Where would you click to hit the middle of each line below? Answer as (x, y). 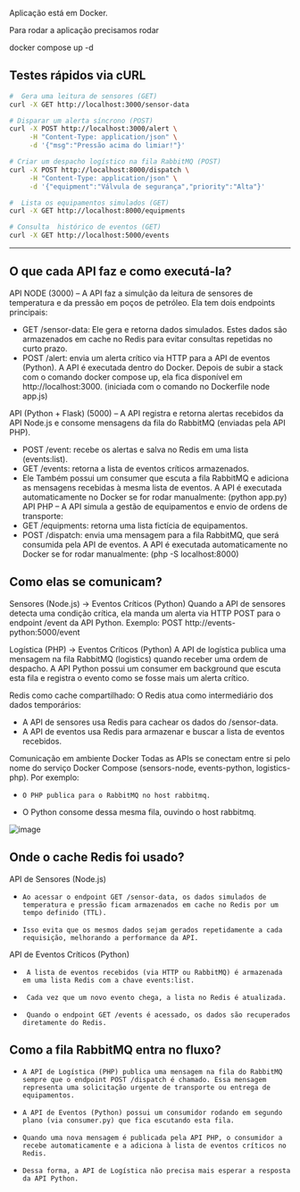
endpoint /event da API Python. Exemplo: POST (96, 622)
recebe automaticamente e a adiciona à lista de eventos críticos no (154, 1146)
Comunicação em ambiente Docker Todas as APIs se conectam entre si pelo (150, 758)
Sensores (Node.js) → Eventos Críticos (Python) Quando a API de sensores (147, 603)
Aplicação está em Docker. (59, 13)
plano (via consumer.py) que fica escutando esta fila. (128, 1121)
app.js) (35, 396)
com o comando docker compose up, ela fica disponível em (132, 377)
